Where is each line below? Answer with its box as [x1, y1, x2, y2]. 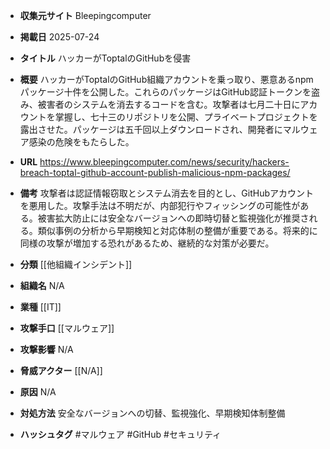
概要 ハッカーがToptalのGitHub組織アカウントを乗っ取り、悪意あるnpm [19, 74, 314, 85]
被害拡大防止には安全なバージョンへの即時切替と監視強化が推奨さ [37, 212, 310, 224]
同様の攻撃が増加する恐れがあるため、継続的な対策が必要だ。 [19, 237, 275, 249]
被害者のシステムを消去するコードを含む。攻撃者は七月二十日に [37, 99, 301, 110]
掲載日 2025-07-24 [19, 31, 100, 43]
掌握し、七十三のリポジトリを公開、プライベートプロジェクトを [54, 111, 318, 123]
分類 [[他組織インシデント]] [19, 259, 133, 270]
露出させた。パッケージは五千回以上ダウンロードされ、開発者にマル [19, 124, 301, 135]
